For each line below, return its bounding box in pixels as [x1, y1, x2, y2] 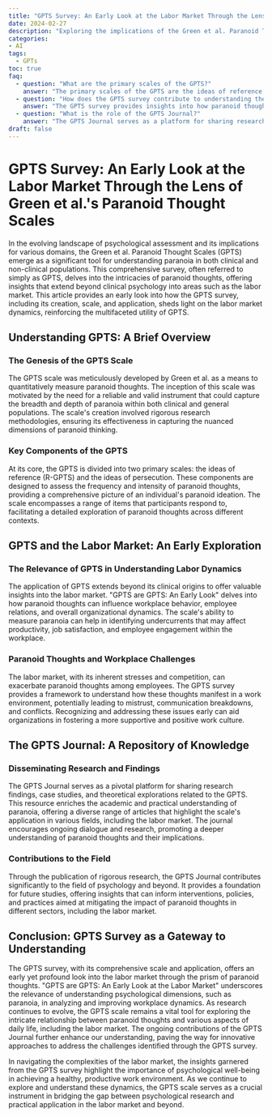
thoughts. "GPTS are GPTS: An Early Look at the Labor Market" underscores [8, 981, 263, 991]
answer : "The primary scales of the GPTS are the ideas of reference [23, 87, 263, 96]
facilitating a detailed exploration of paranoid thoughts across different [8, 507, 244, 516]
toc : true [8, 65, 42, 73]
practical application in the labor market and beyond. [8, 1100, 185, 1110]
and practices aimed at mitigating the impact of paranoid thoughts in [8, 897, 237, 907]
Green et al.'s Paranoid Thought [8, 194, 226, 212]
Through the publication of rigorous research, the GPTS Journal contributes [8, 871, 261, 881]
